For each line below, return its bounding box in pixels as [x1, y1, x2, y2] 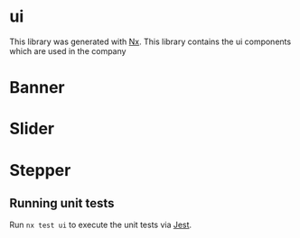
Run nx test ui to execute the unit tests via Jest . [9, 219, 192, 231]
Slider [9, 119, 55, 139]
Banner [9, 78, 65, 98]
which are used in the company [9, 45, 127, 56]
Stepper [9, 160, 71, 180]
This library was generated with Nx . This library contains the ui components [9, 36, 292, 47]
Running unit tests [9, 196, 115, 211]
